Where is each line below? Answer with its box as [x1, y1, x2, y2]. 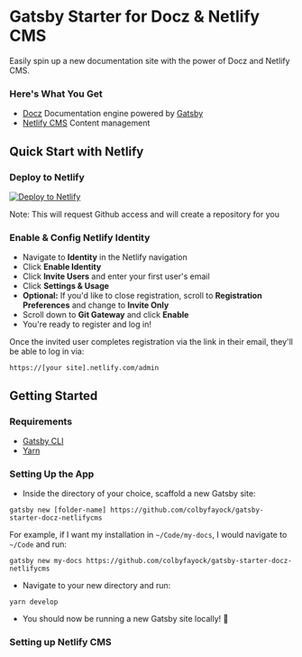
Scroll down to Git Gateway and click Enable [22, 310, 189, 320]
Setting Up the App [9, 467, 95, 480]
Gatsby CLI [22, 435, 64, 446]
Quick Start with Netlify [9, 143, 144, 159]
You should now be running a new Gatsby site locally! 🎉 [22, 614, 229, 625]
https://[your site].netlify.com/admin [9, 364, 160, 373]
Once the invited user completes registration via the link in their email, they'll [9, 337, 294, 347]
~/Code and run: [9, 539, 68, 550]
